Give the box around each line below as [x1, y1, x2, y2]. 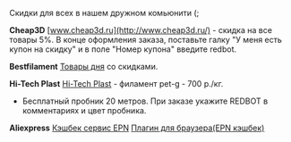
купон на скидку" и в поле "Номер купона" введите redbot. [9, 44, 237, 54]
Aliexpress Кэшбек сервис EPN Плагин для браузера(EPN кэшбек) [9, 122, 265, 133]
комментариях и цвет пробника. [21, 105, 147, 115]
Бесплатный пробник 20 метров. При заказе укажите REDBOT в [21, 96, 269, 106]
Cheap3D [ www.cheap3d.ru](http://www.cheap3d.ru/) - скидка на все [9, 25, 273, 35]
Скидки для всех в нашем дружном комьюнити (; [9, 8, 200, 18]
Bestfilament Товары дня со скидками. [9, 62, 158, 71]
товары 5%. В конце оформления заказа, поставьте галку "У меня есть [9, 35, 282, 45]
